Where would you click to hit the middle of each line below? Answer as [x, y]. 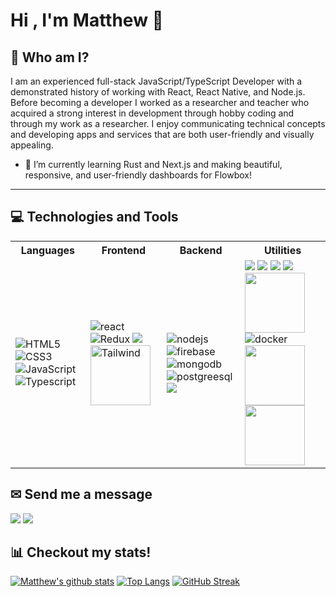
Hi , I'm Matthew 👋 [87, 20]
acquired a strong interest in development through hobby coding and [152, 113]
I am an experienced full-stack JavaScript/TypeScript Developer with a [156, 81]
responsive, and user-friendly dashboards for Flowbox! [138, 175]
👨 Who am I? [50, 57]
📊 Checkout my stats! [81, 552]
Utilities [282, 250]
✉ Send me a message [81, 494]
